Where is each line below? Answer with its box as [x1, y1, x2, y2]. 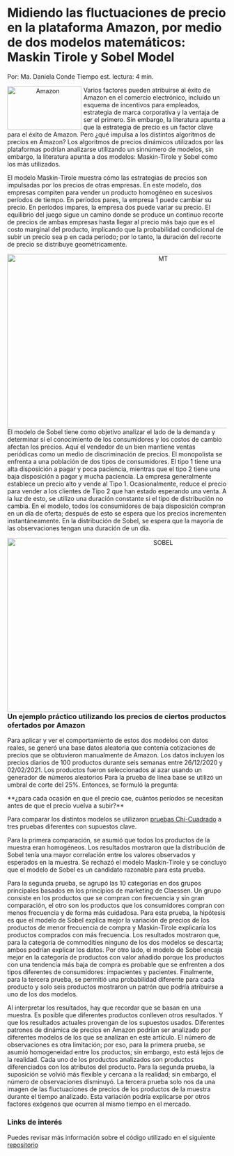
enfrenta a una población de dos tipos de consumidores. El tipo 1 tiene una [7, 457, 221, 465]
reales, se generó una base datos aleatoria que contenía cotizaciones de [7, 743, 216, 752]
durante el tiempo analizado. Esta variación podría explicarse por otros [7, 1093, 210, 1101]
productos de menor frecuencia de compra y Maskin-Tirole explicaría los [7, 923, 217, 932]
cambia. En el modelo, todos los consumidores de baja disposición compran [7, 502, 226, 510]
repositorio [7, 1141, 38, 1149]
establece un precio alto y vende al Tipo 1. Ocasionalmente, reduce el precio [7, 479, 227, 488]
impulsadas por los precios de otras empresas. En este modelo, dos [7, 180, 202, 189]
